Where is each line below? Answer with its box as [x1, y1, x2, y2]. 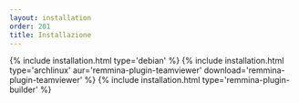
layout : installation [9, 13, 92, 23]
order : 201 [9, 22, 51, 31]
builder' [9, 84, 38, 96]
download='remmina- [203, 65, 285, 76]
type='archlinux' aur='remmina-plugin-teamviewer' [9, 65, 202, 76]
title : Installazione [9, 30, 92, 39]
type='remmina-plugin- [201, 75, 290, 86]
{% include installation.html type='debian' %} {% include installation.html [9, 56, 284, 67]
